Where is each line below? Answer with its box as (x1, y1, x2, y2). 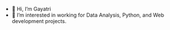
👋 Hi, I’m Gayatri (11, 6, 51, 12)
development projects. (11, 18, 67, 24)
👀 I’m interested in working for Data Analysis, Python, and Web (11, 12, 164, 18)
